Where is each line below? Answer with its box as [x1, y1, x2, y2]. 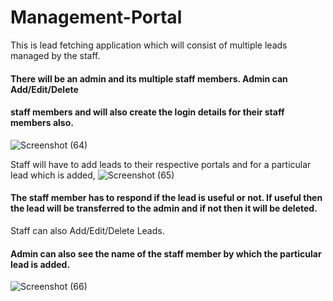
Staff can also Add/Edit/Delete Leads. [10, 224, 165, 236]
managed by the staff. [10, 49, 101, 61]
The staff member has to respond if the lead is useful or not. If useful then [10, 192, 323, 204]
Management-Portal [10, 6, 183, 29]
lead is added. [10, 258, 71, 270]
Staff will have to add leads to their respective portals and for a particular [10, 158, 312, 170]
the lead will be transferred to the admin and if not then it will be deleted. [10, 202, 318, 215]
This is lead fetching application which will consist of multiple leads [10, 39, 288, 51]
